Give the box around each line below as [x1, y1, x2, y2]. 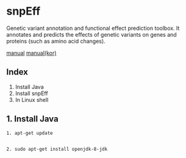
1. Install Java [6, 114, 59, 124]
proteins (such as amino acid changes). [6, 37, 106, 45]
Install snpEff [15, 90, 48, 97]
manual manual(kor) [6, 49, 57, 56]
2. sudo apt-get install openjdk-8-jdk [6, 146, 108, 152]
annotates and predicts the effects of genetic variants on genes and [6, 31, 177, 38]
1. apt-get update [6, 130, 53, 136]
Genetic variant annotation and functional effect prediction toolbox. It [6, 24, 180, 32]
